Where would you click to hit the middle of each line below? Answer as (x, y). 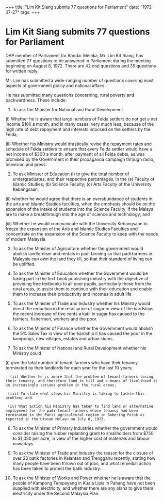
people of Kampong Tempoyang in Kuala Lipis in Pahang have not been (84, 483)
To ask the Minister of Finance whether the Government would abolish (83, 328)
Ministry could (27, 353)
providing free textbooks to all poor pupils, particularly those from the (82, 284)
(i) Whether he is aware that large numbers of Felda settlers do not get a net (81, 119)
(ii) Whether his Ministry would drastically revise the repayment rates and (79, 144)
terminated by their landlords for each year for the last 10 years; (69, 367)
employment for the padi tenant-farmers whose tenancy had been (72, 410)
